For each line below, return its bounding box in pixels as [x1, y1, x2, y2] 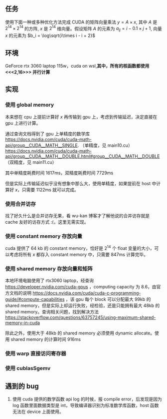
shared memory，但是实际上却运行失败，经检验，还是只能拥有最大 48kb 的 [5, 302, 160, 309]
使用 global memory [5, 102, 54, 109]
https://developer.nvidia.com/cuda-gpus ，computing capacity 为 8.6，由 [5, 284, 157, 290]
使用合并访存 [5, 200, 36, 207]
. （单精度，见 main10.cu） [77, 142, 133, 148]
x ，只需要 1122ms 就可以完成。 [14, 187, 79, 193]
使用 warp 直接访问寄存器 [5, 350, 66, 357]
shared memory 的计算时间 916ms [10, 336, 81, 342]
